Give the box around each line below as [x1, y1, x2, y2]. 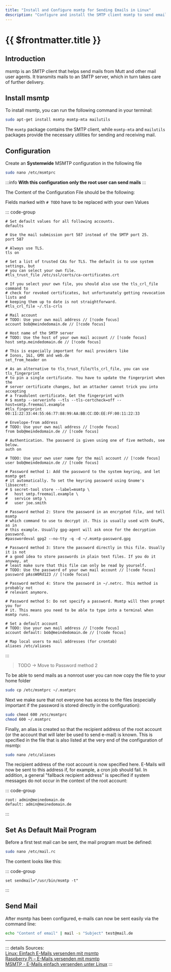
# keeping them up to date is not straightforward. [5, 299, 117, 304]
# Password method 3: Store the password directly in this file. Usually [5, 545, 165, 550]
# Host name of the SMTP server [5, 330, 74, 336]
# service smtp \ [5, 496, 47, 501]
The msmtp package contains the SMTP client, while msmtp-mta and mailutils [5, 126, 165, 133]
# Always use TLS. [5, 246, 44, 251]
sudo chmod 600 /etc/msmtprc [5, 712, 67, 717]
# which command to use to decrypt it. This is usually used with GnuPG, [5, 518, 165, 524]
